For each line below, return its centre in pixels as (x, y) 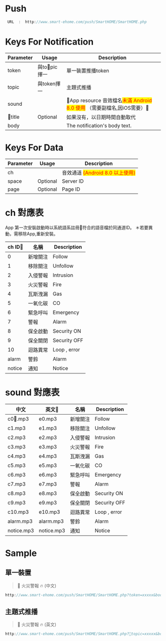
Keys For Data (34, 147)
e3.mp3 (48, 446)
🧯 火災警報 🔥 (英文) (37, 625)
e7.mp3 (48, 484)
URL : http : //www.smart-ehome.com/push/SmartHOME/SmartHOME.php (77, 22)
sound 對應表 (32, 392)
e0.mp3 (48, 419)
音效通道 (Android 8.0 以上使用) (99, 173)
